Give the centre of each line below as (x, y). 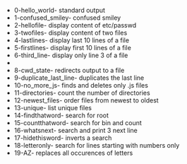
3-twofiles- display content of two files (71, 33)
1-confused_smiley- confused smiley (67, 18)
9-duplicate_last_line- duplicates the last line (79, 78)
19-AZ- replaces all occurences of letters (73, 153)
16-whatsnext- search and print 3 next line (76, 130)
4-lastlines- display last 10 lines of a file (71, 40)
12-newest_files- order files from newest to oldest (86, 100)
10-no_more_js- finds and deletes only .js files (81, 85)
